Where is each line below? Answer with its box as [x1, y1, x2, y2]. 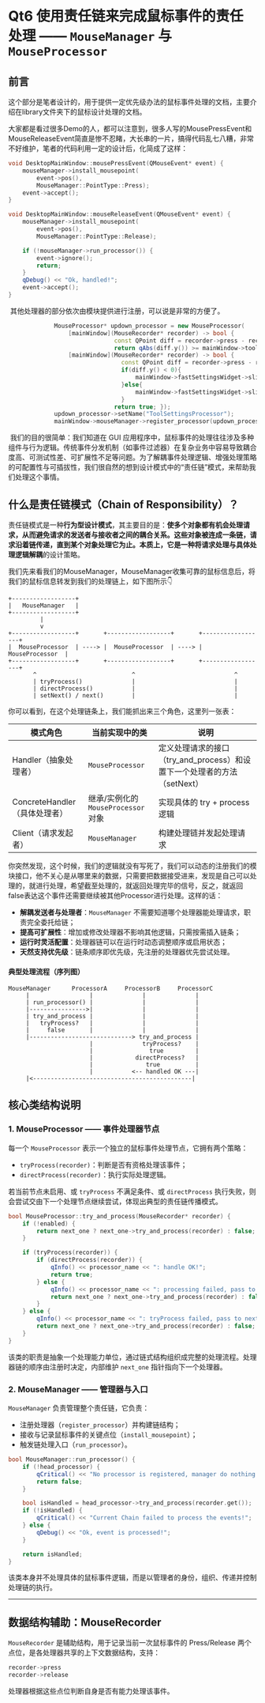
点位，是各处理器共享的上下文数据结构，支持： [8, 1648, 160, 1657]
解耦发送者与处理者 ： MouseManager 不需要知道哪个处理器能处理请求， [19, 907, 244, 917]
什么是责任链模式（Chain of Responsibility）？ [8, 497, 239, 511]
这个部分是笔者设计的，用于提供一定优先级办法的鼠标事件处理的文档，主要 [8, 97, 250, 107]
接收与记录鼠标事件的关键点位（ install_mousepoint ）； [19, 1430, 198, 1439]
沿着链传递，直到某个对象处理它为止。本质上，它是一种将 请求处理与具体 [14, 539, 250, 549]
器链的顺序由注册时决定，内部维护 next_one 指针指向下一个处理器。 [8, 1361, 227, 1372]
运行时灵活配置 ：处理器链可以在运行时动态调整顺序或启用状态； [19, 937, 227, 946]
